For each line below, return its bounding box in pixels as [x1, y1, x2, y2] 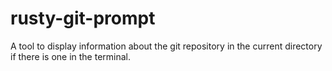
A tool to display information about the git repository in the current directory [10, 40, 323, 52]
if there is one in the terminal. [10, 50, 132, 62]
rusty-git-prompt [10, 7, 156, 30]
